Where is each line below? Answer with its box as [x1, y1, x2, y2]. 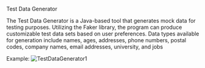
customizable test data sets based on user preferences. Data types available [6, 30, 199, 37]
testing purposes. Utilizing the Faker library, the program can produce [6, 24, 182, 31]
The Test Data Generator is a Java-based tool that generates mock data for [6, 17, 196, 24]
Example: [6, 55, 30, 62]
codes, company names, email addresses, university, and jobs [6, 43, 163, 50]
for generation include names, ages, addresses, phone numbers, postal [6, 37, 187, 43]
